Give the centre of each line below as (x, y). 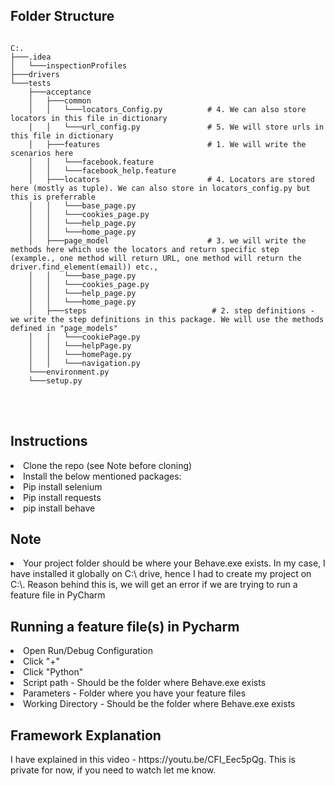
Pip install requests (62, 497)
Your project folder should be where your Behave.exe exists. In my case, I (174, 563)
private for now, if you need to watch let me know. (113, 770)
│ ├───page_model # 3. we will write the (167, 240)
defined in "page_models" (64, 328)
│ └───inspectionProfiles (69, 65)
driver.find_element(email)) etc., (84, 267)
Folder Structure (62, 16)
